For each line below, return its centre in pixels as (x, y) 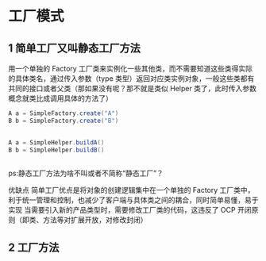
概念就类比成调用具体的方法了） (60, 98)
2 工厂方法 (34, 247)
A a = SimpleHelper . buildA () (56, 142)
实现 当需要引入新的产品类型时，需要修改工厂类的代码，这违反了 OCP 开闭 (130, 210)
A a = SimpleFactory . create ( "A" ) (64, 113)
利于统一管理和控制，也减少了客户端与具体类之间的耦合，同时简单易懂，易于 (133, 200)
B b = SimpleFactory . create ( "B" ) (64, 121)
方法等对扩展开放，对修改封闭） (95, 220)
